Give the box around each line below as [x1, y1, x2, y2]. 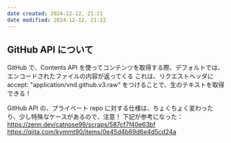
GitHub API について [7, 44, 94, 55]
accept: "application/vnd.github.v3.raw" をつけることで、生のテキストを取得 [7, 81, 225, 89]
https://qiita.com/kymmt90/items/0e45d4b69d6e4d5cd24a [7, 128, 177, 136]
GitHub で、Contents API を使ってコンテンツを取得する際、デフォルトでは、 [7, 64, 224, 72]
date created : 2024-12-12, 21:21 [7, 10, 103, 17]
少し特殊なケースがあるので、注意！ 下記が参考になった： [19, 113, 184, 121]
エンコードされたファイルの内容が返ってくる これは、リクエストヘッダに [7, 72, 214, 80]
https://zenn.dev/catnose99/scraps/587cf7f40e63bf [7, 120, 156, 128]
